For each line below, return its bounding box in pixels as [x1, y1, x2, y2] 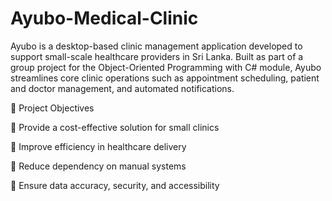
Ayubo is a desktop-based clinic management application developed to [10, 40, 303, 52]
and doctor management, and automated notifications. [10, 82, 235, 94]
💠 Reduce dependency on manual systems [10, 160, 187, 172]
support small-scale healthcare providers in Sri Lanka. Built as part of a [10, 50, 304, 62]
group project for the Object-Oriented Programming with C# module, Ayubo [10, 61, 322, 73]
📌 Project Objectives [10, 102, 95, 114]
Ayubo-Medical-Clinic [10, 7, 199, 30]
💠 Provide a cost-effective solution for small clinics [10, 121, 220, 133]
